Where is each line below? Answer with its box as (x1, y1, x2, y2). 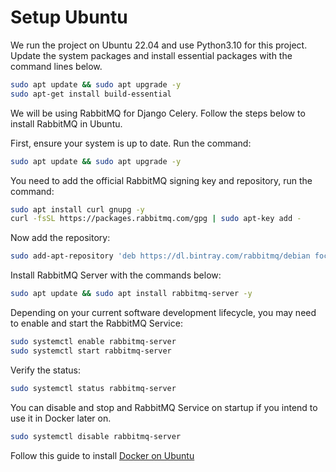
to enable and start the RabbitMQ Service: (10, 317, 183, 330)
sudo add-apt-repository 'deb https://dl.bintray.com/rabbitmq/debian (10, 251, 311, 261)
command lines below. (10, 60, 103, 72)
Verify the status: (10, 364, 82, 376)
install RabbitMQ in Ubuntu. (10, 117, 123, 130)
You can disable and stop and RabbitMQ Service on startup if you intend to (10, 401, 318, 413)
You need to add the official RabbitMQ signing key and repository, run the (10, 174, 313, 186)
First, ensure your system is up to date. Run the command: (10, 137, 252, 149)
